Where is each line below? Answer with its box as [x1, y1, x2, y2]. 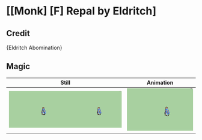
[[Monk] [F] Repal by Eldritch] [6, 4, 156, 18]
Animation [147, 79, 174, 87]
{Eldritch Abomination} [6, 44, 63, 51]
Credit [6, 28, 30, 38]
